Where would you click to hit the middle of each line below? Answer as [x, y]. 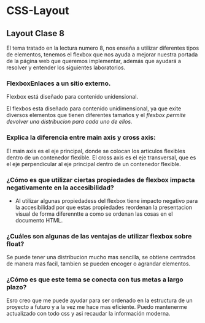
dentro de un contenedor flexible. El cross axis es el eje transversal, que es [101, 158]
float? [15, 244]
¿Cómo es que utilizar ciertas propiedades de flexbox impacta [101, 180]
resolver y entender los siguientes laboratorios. [66, 67]
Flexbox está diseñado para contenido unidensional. [72, 97]
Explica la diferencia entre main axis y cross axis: [81, 137]
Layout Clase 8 [35, 33]
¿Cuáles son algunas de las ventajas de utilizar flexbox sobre [99, 236]
